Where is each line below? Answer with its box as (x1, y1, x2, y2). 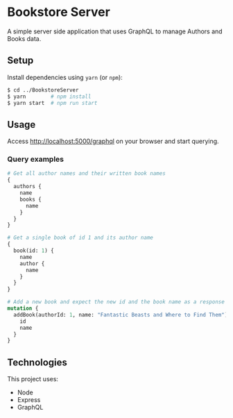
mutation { (7, 305, 39, 312)
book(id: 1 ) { (13, 247, 54, 254)
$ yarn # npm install (7, 93, 92, 100)
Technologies (7, 356, 68, 368)
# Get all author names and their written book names (7, 170, 166, 177)
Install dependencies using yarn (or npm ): (7, 73, 123, 81)
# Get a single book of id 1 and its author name (7, 234, 154, 242)
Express (17, 396, 41, 404)
